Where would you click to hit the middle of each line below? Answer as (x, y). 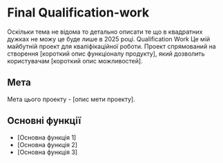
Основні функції (44, 121)
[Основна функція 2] (47, 144)
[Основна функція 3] (47, 152)
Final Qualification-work (78, 13)
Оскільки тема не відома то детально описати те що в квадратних (105, 32)
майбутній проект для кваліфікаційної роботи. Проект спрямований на (111, 46)
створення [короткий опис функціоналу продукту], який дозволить (106, 54)
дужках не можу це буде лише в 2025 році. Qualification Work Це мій (109, 39)
